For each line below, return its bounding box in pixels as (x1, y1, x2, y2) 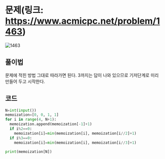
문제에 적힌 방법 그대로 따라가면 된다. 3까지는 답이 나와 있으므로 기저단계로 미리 (5, 72, 159, 78)
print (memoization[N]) (5, 149, 52, 154)
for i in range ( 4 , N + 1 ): (5, 117, 57, 122)
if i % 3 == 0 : (9, 135, 32, 141)
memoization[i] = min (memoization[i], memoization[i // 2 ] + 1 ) (14, 131, 137, 136)
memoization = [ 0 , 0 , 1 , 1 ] (5, 112, 59, 117)
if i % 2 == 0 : (9, 126, 32, 132)
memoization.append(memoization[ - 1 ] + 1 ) (9, 122, 92, 127)
